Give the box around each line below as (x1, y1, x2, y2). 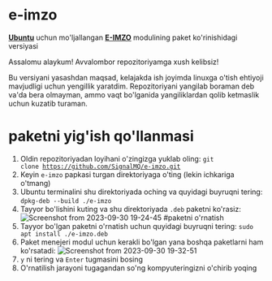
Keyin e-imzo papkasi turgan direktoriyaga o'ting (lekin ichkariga (19, 169, 235, 179)
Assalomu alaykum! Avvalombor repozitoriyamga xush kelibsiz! (8, 57, 219, 67)
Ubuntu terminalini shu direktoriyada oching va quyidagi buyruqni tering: (19, 187, 263, 197)
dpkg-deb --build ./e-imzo (19, 197, 112, 205)
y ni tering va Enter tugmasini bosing (19, 254, 144, 264)
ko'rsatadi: (19, 245, 56, 255)
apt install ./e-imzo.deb (19, 230, 108, 238)
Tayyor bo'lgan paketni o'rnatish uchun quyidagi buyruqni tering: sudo (19, 221, 254, 231)
